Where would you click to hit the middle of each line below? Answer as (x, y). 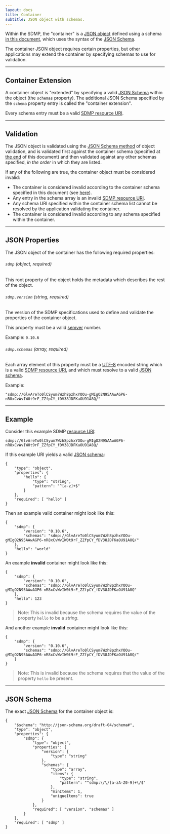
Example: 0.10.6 (22, 337)
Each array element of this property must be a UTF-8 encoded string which (84, 365)
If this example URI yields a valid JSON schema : (55, 454)
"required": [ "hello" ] (40, 500)
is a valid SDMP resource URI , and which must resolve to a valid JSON (78, 370)
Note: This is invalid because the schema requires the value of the (87, 613)
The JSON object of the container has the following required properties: (80, 252)
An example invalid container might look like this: (56, 563)
